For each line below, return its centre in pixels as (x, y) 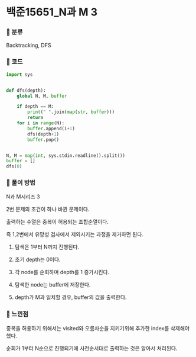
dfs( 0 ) (14, 166)
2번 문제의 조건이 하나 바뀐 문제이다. (48, 209)
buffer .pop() (43, 140)
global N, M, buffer (42, 96)
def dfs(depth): (26, 90)
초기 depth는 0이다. (37, 260)
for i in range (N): (41, 123)
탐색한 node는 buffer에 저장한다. (53, 285)
